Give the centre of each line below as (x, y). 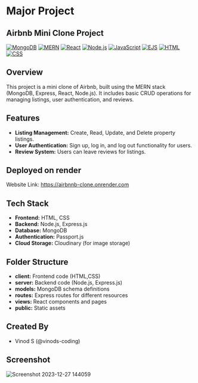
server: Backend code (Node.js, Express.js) (69, 283)
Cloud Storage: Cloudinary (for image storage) (72, 243)
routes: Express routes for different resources (71, 295)
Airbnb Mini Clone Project (55, 33)
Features (23, 118)
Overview (25, 72)
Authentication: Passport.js (49, 237)
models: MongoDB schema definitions (62, 289)
